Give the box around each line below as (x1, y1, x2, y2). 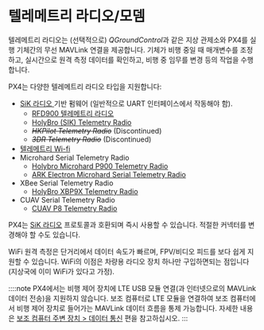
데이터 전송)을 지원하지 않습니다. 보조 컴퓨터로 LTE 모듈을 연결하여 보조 (8, 293, 229, 303)
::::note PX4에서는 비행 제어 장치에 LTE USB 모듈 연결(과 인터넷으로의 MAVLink (8, 283, 257, 293)
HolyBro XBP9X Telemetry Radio (31, 186, 138, 196)
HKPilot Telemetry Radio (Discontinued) (31, 126, 162, 135)
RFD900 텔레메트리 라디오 (31, 108, 115, 118)
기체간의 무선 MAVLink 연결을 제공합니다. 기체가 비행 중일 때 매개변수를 (16, 45, 239, 54)
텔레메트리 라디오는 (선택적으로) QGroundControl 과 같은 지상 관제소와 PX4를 (8, 35, 248, 45)
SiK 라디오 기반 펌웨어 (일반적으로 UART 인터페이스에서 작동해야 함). (19, 99, 233, 108)
